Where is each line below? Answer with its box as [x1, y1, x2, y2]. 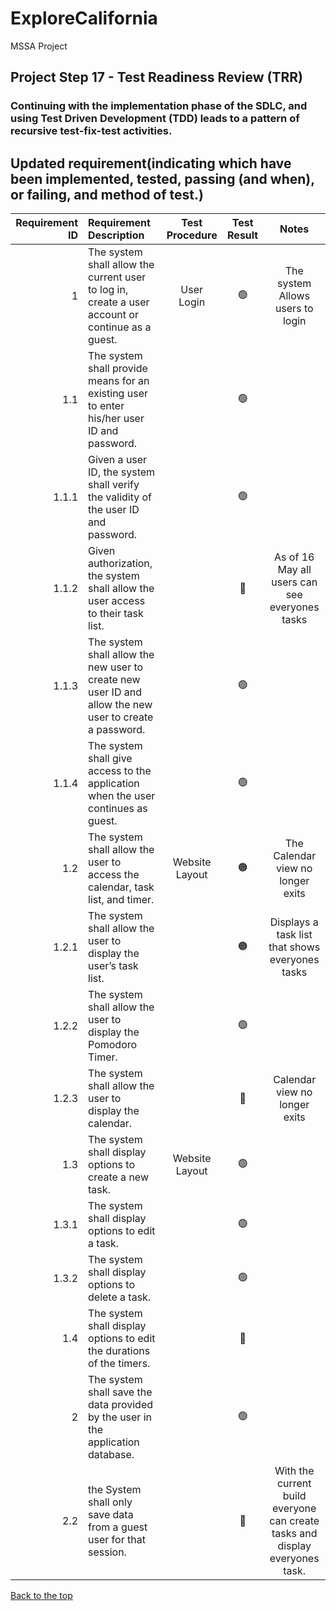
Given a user [88, 453, 148, 467]
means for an [88, 374, 150, 388]
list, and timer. [88, 893, 155, 907]
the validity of [88, 490, 153, 504]
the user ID [88, 503, 140, 517]
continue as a [88, 320, 152, 334]
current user [88, 270, 147, 284]
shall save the [88, 1385, 153, 1399]
